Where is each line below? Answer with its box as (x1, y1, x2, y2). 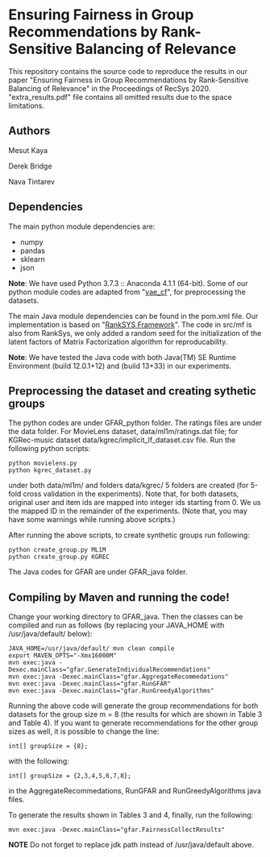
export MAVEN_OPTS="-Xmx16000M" (8, 652, 117, 660)
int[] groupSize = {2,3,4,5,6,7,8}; (8, 772, 131, 780)
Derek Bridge (8, 161, 52, 171)
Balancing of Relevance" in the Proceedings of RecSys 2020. (8, 83, 211, 93)
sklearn (19, 254, 46, 263)
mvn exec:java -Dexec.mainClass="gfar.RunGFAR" (8, 680, 172, 688)
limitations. (8, 101, 45, 110)
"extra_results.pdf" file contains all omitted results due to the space (8, 92, 232, 101)
